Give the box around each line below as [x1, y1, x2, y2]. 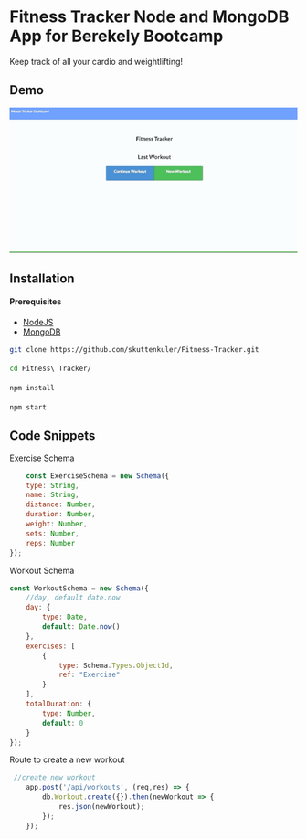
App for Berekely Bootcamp [9, 26, 224, 47]
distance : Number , [26, 500, 96, 509]
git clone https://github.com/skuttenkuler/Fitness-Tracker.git [9, 345, 259, 354]
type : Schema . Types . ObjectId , [58, 661, 174, 670]
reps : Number [26, 538, 76, 547]
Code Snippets [9, 428, 96, 444]
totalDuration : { [26, 699, 92, 709]
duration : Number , [26, 510, 96, 519]
